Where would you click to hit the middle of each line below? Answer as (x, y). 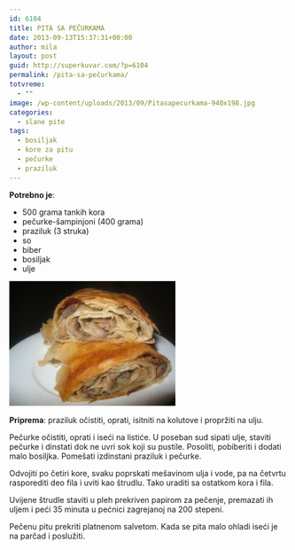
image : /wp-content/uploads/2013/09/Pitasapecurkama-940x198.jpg (132, 103)
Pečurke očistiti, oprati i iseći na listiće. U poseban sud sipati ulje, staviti (140, 437)
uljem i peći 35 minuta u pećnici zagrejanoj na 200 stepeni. (116, 509)
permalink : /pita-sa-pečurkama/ (69, 75)
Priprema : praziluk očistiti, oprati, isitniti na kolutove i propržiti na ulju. (136, 420)
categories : (31, 112)
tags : (19, 131)
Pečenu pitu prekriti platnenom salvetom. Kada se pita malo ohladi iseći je (144, 526)
